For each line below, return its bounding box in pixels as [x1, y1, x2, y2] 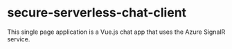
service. [7, 35, 30, 43]
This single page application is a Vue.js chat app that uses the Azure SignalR [7, 28, 226, 36]
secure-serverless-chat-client [7, 5, 187, 21]
